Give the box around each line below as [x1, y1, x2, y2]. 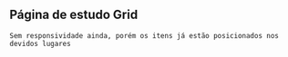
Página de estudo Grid [9, 7, 139, 23]
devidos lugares [9, 39, 71, 48]
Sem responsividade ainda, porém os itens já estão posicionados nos [9, 31, 280, 40]
